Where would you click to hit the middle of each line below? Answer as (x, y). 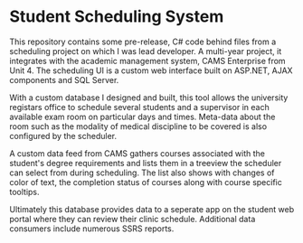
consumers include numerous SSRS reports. (92, 229)
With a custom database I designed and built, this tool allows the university (149, 98)
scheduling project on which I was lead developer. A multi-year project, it (146, 51)
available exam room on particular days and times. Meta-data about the (142, 117)
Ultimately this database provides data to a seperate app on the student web (152, 209)
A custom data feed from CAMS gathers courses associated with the (137, 153)
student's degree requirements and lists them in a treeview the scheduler (146, 163)
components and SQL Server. (64, 79)
